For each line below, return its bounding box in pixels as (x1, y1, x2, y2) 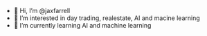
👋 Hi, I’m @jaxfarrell (13, 7, 71, 15)
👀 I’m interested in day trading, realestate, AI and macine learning (13, 14, 201, 22)
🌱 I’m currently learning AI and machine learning (13, 21, 152, 29)
